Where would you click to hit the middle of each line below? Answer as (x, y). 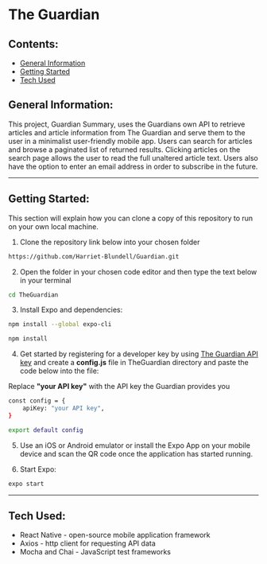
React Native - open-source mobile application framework (115, 535)
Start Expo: (38, 469)
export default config (46, 430)
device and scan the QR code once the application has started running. (136, 453)
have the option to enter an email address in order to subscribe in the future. (133, 166)
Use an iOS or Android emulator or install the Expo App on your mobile (135, 445)
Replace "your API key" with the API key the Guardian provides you (119, 387)
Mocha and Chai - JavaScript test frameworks (95, 552)
